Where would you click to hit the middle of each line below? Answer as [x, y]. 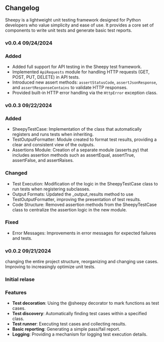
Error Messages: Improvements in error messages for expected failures [84, 233]
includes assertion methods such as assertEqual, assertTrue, [74, 155]
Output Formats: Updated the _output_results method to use [73, 194]
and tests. [22, 238]
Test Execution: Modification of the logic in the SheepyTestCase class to [85, 183]
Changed [16, 173]
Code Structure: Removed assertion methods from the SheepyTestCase [84, 205]
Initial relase [20, 279]
